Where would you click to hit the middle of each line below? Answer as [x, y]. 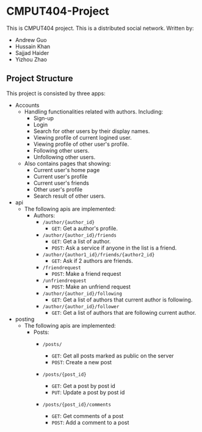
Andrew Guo [31, 40]
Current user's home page [67, 170]
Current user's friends [61, 183]
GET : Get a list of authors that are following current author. [124, 312]
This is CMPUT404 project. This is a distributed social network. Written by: [100, 28]
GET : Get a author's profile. [85, 228]
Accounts [27, 105]
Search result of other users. [69, 196]
